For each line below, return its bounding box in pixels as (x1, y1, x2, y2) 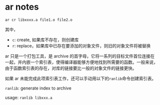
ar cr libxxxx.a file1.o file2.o (5, 17, 73, 22)
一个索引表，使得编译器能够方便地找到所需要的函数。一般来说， (30, 59, 158, 65)
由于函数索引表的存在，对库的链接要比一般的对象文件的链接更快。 (5, 65, 137, 71)
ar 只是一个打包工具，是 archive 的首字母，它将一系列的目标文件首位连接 (5, 53, 151, 59)
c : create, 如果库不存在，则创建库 (12, 37, 79, 43)
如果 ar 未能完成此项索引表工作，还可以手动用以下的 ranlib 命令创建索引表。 (5, 75, 156, 81)
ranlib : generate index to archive (5, 85, 72, 91)
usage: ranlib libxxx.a (5, 94, 52, 100)
